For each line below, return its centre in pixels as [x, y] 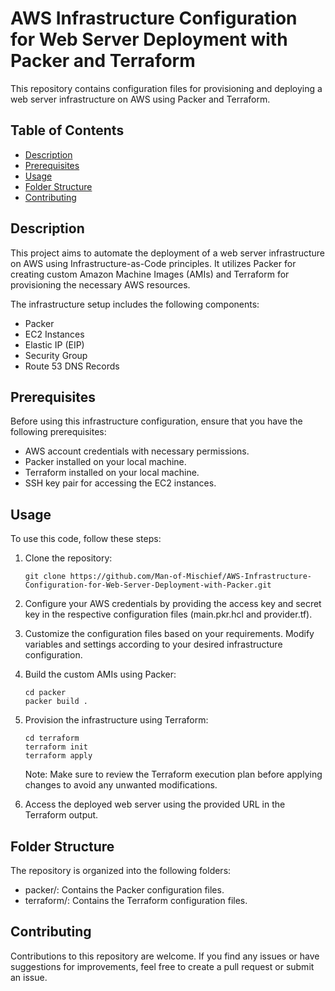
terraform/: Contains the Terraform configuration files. [136, 900]
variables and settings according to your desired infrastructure [153, 644]
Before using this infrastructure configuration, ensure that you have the [156, 421]
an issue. [29, 977]
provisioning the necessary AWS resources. [100, 284]
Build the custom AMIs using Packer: [100, 674]
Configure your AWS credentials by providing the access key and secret [173, 604]
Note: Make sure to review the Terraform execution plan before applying [173, 774]
